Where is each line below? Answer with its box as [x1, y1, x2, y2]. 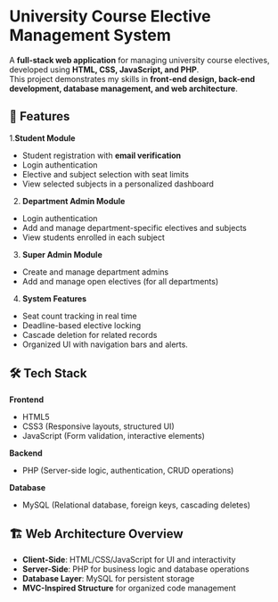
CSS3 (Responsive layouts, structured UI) [21, 421, 176, 432]
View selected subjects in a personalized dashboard [21, 178, 214, 189]
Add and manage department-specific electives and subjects [21, 222, 247, 233]
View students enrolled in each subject [21, 232, 165, 243]
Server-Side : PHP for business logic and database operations [21, 564, 249, 574]
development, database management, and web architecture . [9, 83, 238, 94]
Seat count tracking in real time [21, 310, 138, 321]
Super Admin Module [21, 249, 102, 260]
